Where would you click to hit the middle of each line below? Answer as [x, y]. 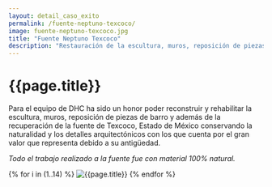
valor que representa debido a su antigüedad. [85, 143]
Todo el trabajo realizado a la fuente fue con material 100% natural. [122, 159]
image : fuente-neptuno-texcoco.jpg [68, 31]
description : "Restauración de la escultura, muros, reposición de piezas [137, 46]
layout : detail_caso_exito [54, 16]
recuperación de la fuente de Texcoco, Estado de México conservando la [130, 125]
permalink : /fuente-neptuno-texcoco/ [72, 23]
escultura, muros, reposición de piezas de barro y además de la [115, 117]
